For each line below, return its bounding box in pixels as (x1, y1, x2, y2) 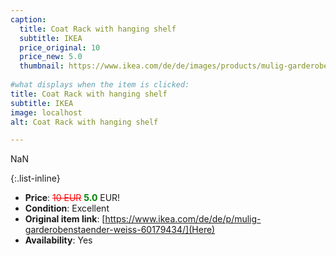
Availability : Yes (24, 234, 93, 246)
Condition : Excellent (24, 202, 110, 215)
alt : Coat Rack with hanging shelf (10, 117, 159, 127)
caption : (10, 14, 47, 25)
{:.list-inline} (10, 172, 61, 185)
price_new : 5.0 (19, 52, 83, 62)
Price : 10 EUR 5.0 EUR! (24, 192, 121, 204)
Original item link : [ (24, 213, 106, 225)
